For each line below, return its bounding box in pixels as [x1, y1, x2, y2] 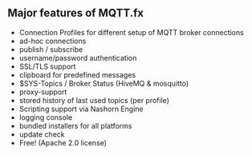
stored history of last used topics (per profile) [18, 95, 170, 105]
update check [18, 129, 65, 139]
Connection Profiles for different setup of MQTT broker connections [18, 27, 244, 37]
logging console [18, 112, 73, 122]
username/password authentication [18, 53, 137, 62]
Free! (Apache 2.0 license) [18, 137, 108, 147]
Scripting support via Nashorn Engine [18, 104, 144, 113]
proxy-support [18, 87, 67, 97]
